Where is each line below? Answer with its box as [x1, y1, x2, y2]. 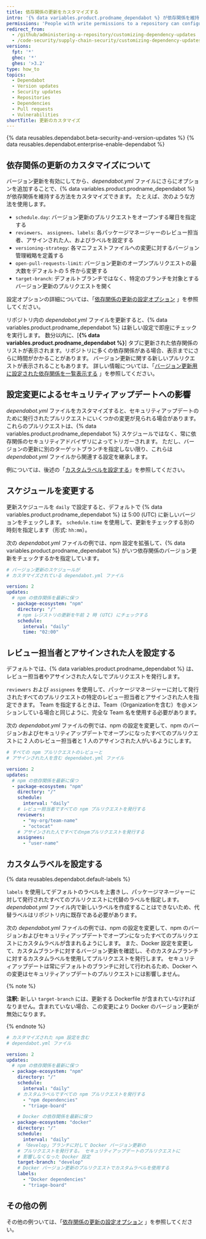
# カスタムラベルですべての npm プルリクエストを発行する [17, 1091, 146, 1097]
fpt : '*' [12, 49, 34, 55]
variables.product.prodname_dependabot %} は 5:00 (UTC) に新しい [6, 510, 180, 518]
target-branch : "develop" [17, 1159, 84, 1165]
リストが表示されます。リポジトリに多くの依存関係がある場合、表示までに [6, 347, 194, 355]
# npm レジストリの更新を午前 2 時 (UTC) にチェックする [17, 612, 148, 618]
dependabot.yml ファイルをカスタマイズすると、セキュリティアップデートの [6, 407, 199, 414]
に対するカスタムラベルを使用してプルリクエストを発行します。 [6, 954, 167, 962]
